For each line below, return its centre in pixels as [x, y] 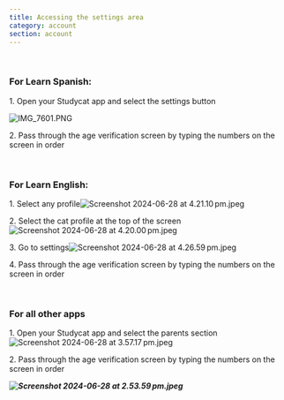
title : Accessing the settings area [76, 17]
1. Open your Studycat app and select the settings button [112, 101]
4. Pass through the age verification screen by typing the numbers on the [142, 264]
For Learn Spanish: [51, 82]
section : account [41, 34]
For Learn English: [49, 185]
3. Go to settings [39, 247]
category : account [43, 26]
